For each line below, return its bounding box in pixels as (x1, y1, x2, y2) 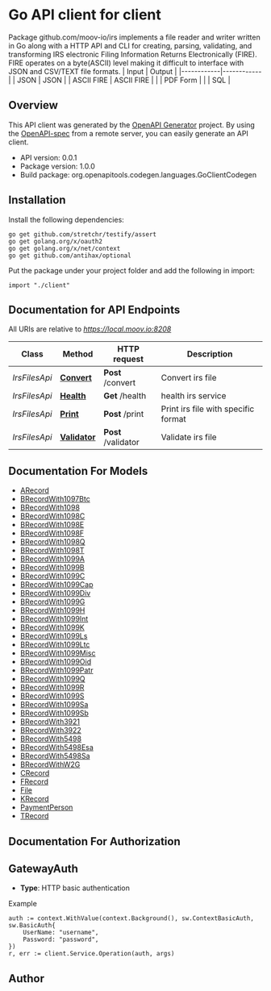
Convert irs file (161, 373, 217, 384)
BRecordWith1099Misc (19, 648, 96, 658)
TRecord (19, 811, 49, 821)
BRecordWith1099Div (19, 589, 91, 598)
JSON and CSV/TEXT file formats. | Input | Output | (8, 66, 177, 76)
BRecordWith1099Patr (19, 665, 94, 675)
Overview (8, 98, 59, 112)
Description (186, 348, 233, 360)
